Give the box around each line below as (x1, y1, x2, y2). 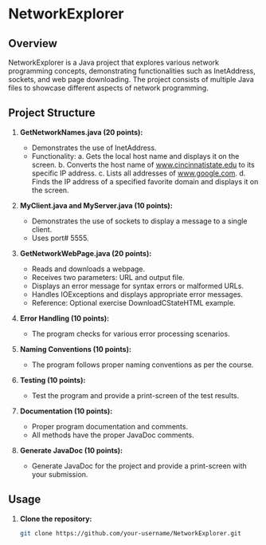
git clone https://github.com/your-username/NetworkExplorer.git (19, 529, 241, 537)
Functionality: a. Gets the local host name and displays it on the (31, 151, 240, 160)
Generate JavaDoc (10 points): (19, 445, 123, 455)
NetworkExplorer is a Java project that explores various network (8, 57, 219, 67)
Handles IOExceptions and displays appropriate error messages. (31, 289, 244, 299)
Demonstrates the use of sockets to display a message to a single (31, 216, 248, 226)
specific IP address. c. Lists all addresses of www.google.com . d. (31, 168, 246, 178)
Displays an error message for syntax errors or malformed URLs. (31, 281, 244, 290)
